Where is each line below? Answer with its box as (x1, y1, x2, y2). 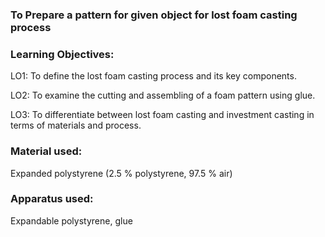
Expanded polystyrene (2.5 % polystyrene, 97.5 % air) (10, 167, 233, 179)
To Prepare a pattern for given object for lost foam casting (10, 8, 298, 22)
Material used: (10, 144, 83, 158)
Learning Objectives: (10, 47, 115, 61)
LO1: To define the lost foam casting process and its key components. (10, 70, 297, 82)
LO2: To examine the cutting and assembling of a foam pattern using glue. (10, 89, 316, 102)
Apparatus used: (10, 192, 94, 206)
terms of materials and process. (10, 119, 142, 132)
